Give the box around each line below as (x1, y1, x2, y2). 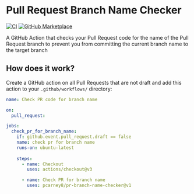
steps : (16, 155, 33, 161)
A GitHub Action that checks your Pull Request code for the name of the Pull (6, 34, 189, 41)
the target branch (6, 46, 48, 53)
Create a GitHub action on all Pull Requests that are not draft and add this (6, 79, 182, 86)
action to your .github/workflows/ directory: (6, 85, 112, 92)
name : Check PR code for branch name (6, 96, 98, 102)
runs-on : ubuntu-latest (16, 144, 75, 151)
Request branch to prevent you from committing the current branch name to (6, 40, 188, 47)
